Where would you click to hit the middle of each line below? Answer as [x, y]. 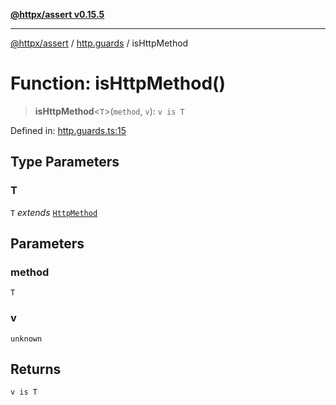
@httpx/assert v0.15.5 [57, 14]
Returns [36, 369]
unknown [26, 339]
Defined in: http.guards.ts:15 [68, 130]
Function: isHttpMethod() [118, 83]
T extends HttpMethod [54, 212]
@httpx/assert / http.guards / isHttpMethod [99, 43]
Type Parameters [65, 162]
